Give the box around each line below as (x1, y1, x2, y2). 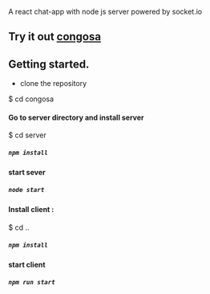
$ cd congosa (8, 94, 55, 104)
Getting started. (8, 57, 90, 71)
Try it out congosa (8, 30, 102, 43)
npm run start (8, 278, 56, 286)
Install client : (8, 205, 55, 214)
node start (8, 186, 45, 194)
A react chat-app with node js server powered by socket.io (8, 7, 203, 16)
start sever (8, 168, 46, 178)
